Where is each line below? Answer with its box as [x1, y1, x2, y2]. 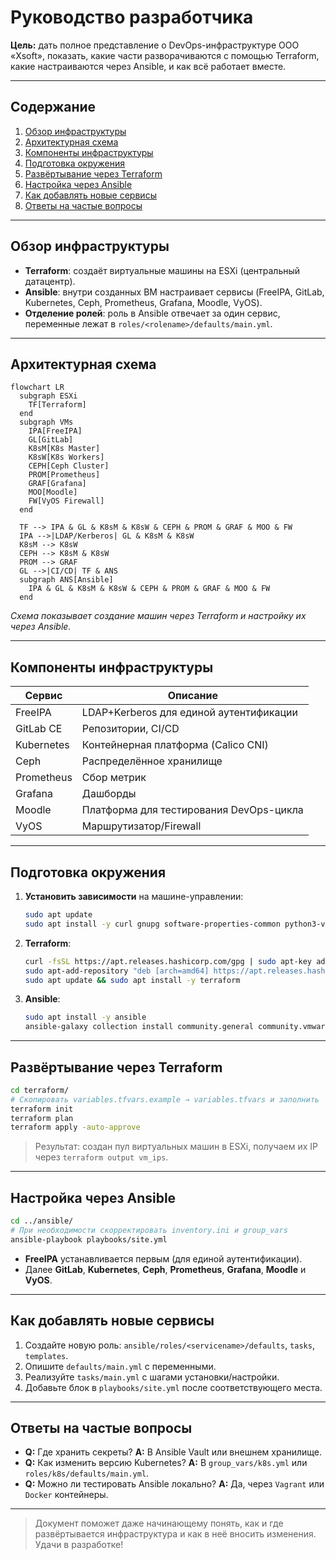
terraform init [10, 1104, 74, 1114]
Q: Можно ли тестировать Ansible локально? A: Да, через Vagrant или [24, 1478, 325, 1490]
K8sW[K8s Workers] [28, 452, 105, 463]
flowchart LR [10, 382, 65, 393]
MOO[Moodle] [28, 487, 78, 498]
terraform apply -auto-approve [10, 1122, 141, 1133]
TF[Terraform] [28, 400, 87, 410]
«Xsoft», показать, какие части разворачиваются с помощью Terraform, [10, 49, 320, 61]
